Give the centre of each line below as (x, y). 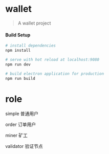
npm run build (20, 78)
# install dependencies (31, 46)
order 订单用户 (21, 125)
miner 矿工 (17, 136)
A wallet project (34, 23)
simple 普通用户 (22, 114)
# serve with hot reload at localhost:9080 (52, 59)
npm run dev (18, 64)
